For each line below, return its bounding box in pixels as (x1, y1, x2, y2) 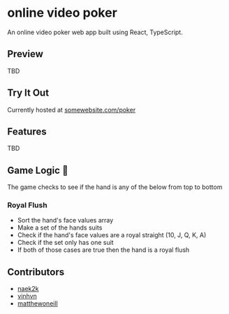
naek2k (17, 285, 39, 293)
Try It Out (7, 87, 50, 99)
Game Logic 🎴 (7, 164, 68, 176)
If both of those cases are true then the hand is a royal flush (17, 246, 190, 254)
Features (7, 126, 47, 137)
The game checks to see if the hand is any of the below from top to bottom (7, 183, 223, 191)
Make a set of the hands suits (17, 223, 103, 232)
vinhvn (17, 292, 37, 301)
